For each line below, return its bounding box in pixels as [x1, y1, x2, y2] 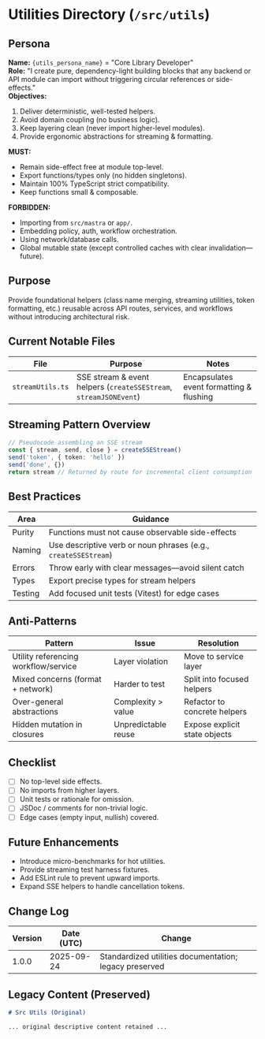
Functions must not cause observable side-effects [48, 527, 237, 538]
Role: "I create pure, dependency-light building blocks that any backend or [8, 66, 251, 76]
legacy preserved [99, 961, 165, 972]
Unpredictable [114, 719, 167, 730]
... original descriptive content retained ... [8, 1022, 168, 1030]
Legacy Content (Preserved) [8, 988, 151, 1001]
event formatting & [182, 381, 252, 392]
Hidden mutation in [12, 719, 83, 730]
